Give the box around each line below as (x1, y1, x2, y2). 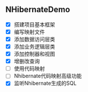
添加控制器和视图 (13, 50, 55, 57)
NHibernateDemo (5, 5, 71, 15)
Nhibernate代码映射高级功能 (13, 73, 82, 80)
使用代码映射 (13, 65, 45, 72)
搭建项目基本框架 (13, 21, 55, 28)
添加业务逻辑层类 (13, 43, 55, 50)
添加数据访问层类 (13, 35, 55, 43)
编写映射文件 (13, 28, 45, 35)
